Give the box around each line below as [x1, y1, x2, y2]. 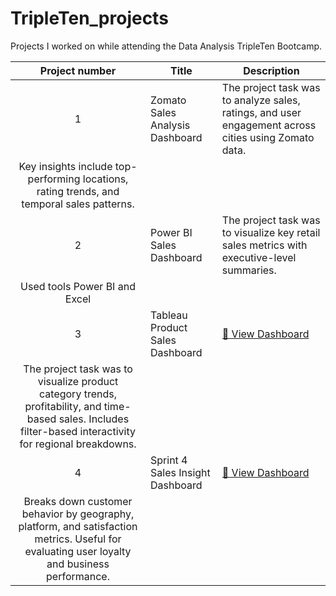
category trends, [39, 387, 117, 401]
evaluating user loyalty [24, 544, 132, 558]
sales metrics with [221, 238, 308, 252]
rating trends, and [36, 184, 120, 198]
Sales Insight [150, 465, 211, 479]
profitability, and [24, 399, 102, 413]
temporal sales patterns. [21, 197, 135, 211]
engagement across [221, 118, 317, 132]
